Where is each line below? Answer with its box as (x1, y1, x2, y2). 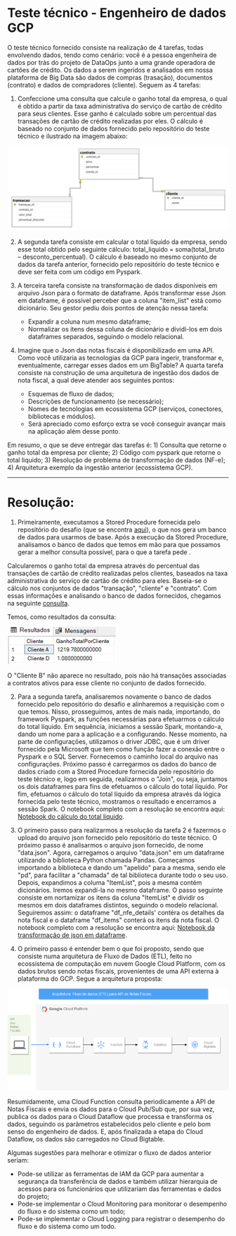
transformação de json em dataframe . (17, 931, 128, 939)
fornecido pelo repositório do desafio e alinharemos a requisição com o (17, 699, 225, 708)
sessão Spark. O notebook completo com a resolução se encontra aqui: (17, 804, 225, 813)
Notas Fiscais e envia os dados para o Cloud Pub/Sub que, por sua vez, (7, 1105, 215, 1113)
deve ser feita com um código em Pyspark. (17, 267, 143, 276)
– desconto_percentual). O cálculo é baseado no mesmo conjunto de (17, 252, 217, 261)
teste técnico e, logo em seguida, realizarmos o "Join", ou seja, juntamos (17, 774, 228, 783)
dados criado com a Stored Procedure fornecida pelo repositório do (17, 767, 214, 776)
